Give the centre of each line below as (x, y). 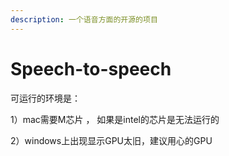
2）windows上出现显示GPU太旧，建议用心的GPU (111, 140)
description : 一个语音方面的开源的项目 (84, 19)
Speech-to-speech (91, 68)
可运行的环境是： (45, 98)
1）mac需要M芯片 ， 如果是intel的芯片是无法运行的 (115, 119)
